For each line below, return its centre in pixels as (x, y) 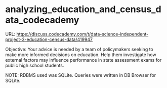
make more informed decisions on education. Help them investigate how (81, 55)
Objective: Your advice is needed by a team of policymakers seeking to (79, 49)
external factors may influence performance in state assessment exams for (83, 60)
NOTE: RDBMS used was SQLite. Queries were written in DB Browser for (81, 75)
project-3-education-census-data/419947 (49, 39)
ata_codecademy (42, 20)
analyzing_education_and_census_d (83, 9)
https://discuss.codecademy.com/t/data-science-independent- (82, 34)
